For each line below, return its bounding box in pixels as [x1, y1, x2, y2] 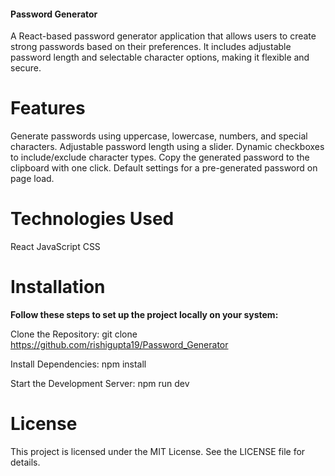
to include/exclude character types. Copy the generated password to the [10, 151, 310, 164]
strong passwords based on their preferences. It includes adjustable [10, 41, 292, 53]
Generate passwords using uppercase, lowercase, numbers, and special [10, 130, 308, 142]
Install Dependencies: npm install [10, 358, 147, 370]
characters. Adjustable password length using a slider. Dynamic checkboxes [10, 141, 325, 153]
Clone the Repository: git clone [10, 328, 138, 340]
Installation [10, 276, 106, 299]
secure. [10, 62, 42, 74]
